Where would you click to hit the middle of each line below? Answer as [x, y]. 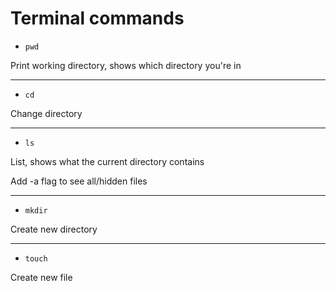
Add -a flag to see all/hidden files [79, 181]
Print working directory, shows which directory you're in [126, 65]
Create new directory [54, 229]
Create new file [41, 277]
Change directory [46, 113]
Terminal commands [97, 18]
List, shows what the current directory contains [107, 161]
